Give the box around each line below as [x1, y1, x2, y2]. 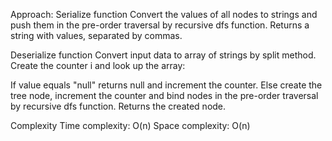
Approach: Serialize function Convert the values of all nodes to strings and [10, 9, 318, 20]
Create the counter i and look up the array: [10, 60, 186, 71]
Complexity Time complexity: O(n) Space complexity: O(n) [10, 120, 251, 131]
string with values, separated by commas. [10, 30, 183, 41]
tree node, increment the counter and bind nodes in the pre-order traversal [10, 90, 319, 101]
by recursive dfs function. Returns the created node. [10, 100, 227, 112]
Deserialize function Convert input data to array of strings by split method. [10, 49, 317, 61]
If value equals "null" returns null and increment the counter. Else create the [10, 79, 323, 91]
